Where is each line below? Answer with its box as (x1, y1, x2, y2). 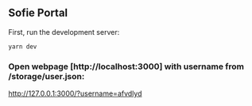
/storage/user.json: (8, 70, 85, 81)
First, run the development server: (8, 27, 120, 36)
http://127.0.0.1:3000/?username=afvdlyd (8, 89, 142, 98)
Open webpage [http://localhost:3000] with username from (8, 61, 245, 72)
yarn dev (8, 43, 37, 51)
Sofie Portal (8, 6, 68, 20)
